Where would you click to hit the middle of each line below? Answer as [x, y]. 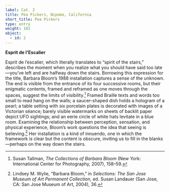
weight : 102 [18, 29]
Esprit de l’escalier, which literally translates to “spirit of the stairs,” [75, 62]
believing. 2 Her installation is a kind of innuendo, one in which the [74, 133]
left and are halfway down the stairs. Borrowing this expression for [94, 73]
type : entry [18, 24]
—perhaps [16, 144]
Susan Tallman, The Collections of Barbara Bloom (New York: [77, 159]
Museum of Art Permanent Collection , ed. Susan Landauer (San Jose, [85, 179]
